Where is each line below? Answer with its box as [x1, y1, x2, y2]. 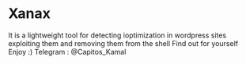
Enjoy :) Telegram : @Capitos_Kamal [8, 47, 127, 56]
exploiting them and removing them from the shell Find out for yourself [8, 38, 239, 48]
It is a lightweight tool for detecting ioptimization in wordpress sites [8, 30, 227, 40]
